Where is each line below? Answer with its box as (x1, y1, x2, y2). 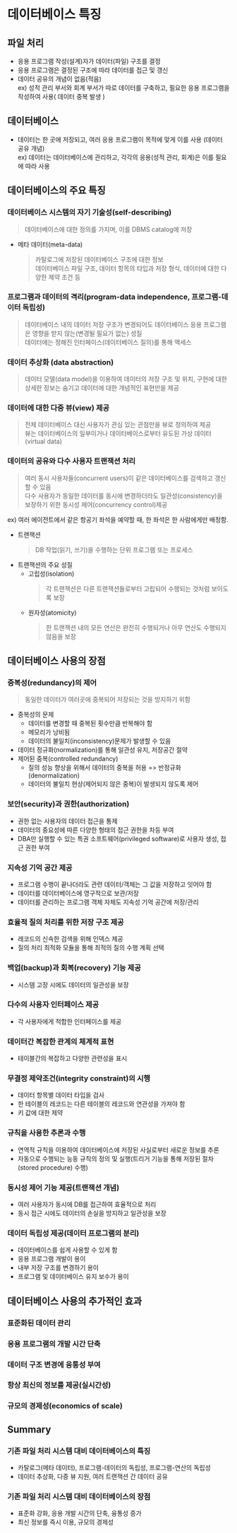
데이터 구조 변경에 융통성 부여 (7, 1360, 101, 1369)
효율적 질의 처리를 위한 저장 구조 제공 (7, 917, 125, 927)
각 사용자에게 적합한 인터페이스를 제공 (17, 1017, 122, 1025)
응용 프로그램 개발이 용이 (17, 1255, 86, 1263)
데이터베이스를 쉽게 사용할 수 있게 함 (17, 1246, 118, 1254)
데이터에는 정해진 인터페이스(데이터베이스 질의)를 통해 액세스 (24, 338, 192, 346)
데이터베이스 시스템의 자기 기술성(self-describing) (7, 207, 172, 217)
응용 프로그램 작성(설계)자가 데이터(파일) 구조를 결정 (17, 57, 161, 65)
